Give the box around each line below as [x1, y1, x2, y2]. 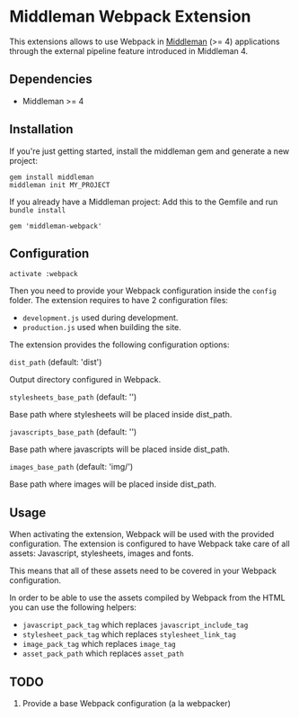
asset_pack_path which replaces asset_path [22, 648, 184, 659]
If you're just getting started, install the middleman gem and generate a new [9, 146, 290, 157]
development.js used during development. [22, 312, 179, 323]
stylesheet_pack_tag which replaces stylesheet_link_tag [22, 629, 236, 640]
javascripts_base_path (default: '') [9, 426, 137, 437]
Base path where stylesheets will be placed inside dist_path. [9, 409, 233, 420]
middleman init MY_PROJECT [9, 180, 110, 190]
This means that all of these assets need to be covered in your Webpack [9, 565, 277, 577]
